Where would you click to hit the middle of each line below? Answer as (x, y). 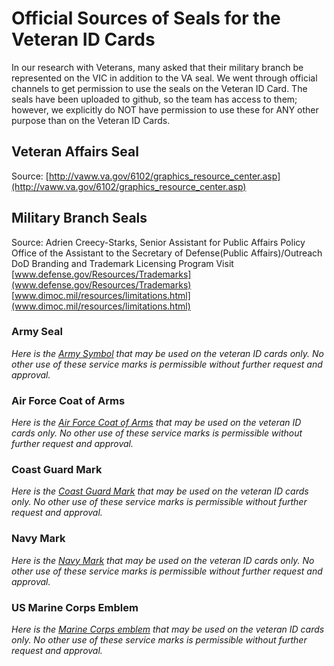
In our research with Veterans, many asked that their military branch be (157, 67)
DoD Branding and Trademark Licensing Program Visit (122, 263)
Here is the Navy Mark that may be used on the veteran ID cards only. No (163, 560)
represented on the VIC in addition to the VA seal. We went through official (164, 78)
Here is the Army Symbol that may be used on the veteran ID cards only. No (167, 353)
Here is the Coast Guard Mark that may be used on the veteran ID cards (160, 491)
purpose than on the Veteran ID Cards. (91, 120)
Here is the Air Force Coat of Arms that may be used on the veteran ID (156, 423)
